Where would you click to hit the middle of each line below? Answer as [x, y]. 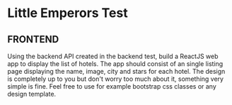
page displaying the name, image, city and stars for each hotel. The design [116, 71]
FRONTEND [33, 39]
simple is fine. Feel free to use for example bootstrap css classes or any [112, 86]
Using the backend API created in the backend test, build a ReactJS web [113, 56]
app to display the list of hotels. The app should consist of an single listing [115, 64]
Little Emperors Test [68, 13]
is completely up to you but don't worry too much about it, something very [116, 79]
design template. [32, 94]
